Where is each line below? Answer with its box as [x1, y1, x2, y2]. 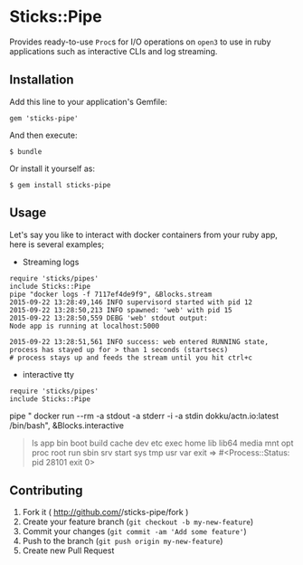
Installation [9, 72, 74, 88]
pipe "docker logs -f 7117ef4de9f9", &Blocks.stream [9, 290, 213, 299]
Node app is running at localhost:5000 [9, 321, 160, 330]
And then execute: [9, 129, 78, 140]
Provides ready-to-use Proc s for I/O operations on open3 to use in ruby [9, 36, 271, 47]
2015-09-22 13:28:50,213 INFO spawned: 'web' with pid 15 [9, 305, 232, 314]
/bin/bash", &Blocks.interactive [9, 419, 125, 431]
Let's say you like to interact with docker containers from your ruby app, [9, 229, 279, 240]
